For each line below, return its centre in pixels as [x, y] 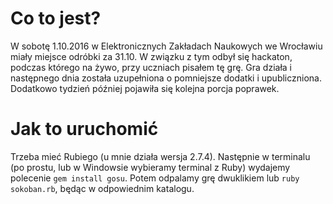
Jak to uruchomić [84, 129]
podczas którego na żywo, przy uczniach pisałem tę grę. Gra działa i [151, 67]
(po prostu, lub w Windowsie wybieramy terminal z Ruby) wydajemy [150, 167]
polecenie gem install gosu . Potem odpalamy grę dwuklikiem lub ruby [155, 178]
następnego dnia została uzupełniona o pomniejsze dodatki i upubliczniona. [166, 78]
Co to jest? [56, 18]
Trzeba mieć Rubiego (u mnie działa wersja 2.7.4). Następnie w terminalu [160, 156]
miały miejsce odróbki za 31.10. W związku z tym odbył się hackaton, [151, 56]
